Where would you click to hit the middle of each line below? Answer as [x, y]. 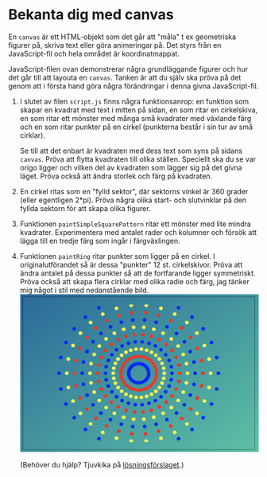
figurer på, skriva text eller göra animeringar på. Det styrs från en [115, 45]
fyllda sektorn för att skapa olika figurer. [85, 208]
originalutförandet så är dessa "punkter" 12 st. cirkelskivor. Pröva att [131, 264]
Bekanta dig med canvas [91, 15]
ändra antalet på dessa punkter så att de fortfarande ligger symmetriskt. [137, 273]
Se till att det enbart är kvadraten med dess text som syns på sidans [131, 151]
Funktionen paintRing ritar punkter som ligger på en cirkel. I [118, 256]
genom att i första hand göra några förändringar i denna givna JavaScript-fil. [133, 86]
